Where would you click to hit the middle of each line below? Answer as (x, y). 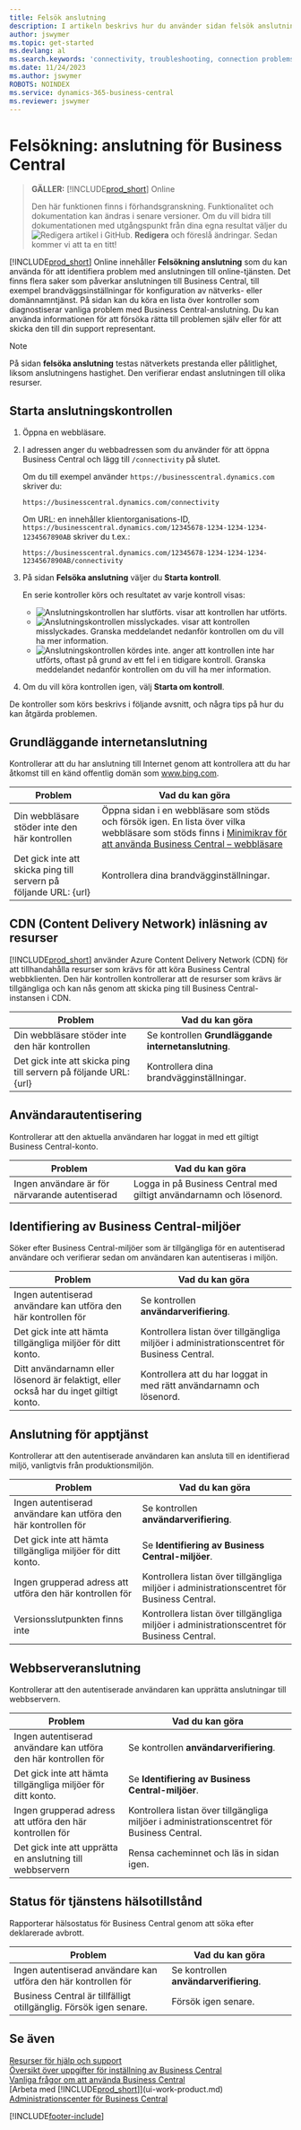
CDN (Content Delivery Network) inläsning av (139, 924)
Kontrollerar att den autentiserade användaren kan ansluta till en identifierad (150, 1456)
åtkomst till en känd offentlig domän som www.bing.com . (114, 773)
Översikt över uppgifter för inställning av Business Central (116, 2070)
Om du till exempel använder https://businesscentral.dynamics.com (148, 477)
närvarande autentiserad (66, 1195)
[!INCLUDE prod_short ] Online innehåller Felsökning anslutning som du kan (148, 262)
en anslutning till (48, 1859)
